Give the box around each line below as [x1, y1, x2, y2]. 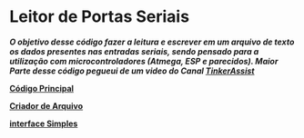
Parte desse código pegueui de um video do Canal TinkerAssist [9, 65, 255, 76]
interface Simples [9, 118, 78, 129]
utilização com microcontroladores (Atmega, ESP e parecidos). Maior [9, 55, 279, 66]
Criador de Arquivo [9, 100, 84, 111]
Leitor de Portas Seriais [9, 6, 189, 27]
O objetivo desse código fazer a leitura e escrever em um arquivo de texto [9, 36, 295, 47]
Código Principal [9, 83, 75, 94]
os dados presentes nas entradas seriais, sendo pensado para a [9, 45, 259, 56]
